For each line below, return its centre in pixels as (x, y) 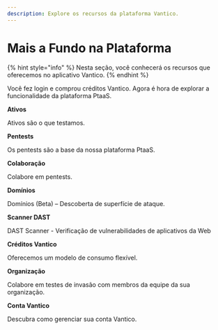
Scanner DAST (29, 217)
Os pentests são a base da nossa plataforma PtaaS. (81, 150)
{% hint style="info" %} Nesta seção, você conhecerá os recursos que (109, 68)
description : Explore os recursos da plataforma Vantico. (93, 14)
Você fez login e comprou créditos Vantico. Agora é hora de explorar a (108, 88)
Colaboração (26, 163)
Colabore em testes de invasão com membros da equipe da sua (99, 284)
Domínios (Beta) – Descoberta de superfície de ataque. (86, 203)
